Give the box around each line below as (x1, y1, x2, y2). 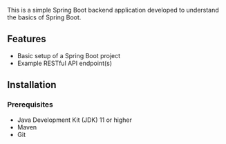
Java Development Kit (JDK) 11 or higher (17, 116, 133, 124)
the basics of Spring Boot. (7, 13, 82, 21)
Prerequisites (7, 100, 53, 109)
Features (7, 33, 46, 45)
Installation (7, 79, 57, 91)
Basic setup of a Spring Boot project (17, 51, 121, 60)
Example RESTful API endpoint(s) (17, 59, 113, 67)
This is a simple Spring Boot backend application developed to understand (7, 6, 219, 14)
